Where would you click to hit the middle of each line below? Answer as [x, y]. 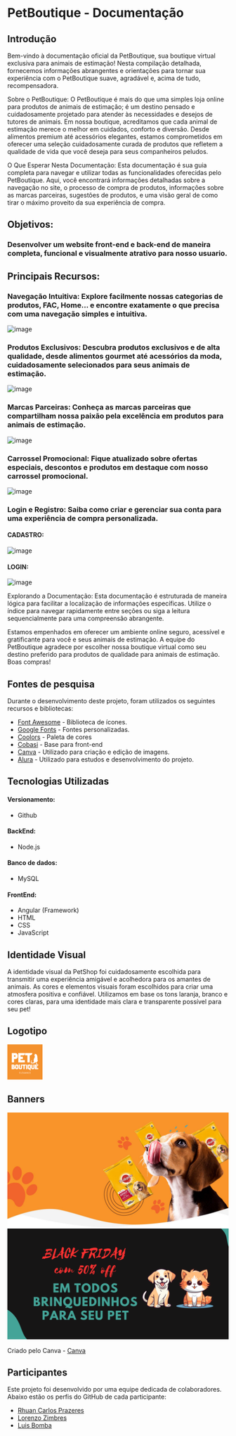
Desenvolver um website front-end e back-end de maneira [109, 245]
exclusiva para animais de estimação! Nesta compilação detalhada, [104, 63]
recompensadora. [33, 85]
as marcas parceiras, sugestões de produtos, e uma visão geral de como [113, 195]
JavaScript [33, 932]
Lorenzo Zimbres [42, 1418]
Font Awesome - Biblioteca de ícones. [72, 722]
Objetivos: [31, 225]
